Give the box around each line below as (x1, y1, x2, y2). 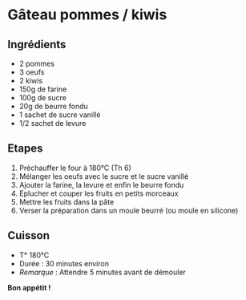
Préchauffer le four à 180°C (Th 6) (18, 163, 131, 172)
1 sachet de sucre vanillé (18, 110, 101, 120)
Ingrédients (7, 38, 67, 51)
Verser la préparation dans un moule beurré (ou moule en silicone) (18, 205, 239, 215)
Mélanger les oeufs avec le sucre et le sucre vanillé (18, 171, 189, 181)
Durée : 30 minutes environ (18, 258, 110, 268)
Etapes (7, 142, 43, 156)
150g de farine (18, 84, 67, 94)
